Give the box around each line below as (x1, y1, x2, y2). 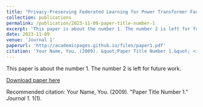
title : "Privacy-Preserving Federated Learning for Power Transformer (6, 8, 188, 15)
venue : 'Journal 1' (6, 37, 56, 43)
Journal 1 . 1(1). (6, 94, 42, 102)
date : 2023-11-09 (6, 31, 50, 37)
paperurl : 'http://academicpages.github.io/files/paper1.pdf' (6, 43, 166, 49)
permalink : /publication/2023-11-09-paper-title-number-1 (6, 20, 155, 26)
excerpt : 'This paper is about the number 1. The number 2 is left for (6, 25, 190, 32)
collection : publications (6, 15, 71, 21)
